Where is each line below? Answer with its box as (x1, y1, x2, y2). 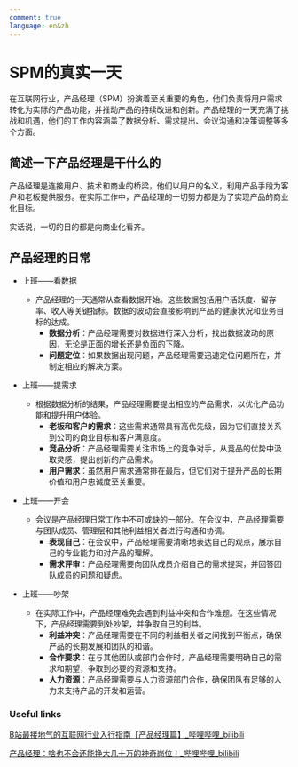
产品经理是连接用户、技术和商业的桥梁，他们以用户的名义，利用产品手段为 (9, 180, 281, 191)
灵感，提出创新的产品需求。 (56, 454, 158, 465)
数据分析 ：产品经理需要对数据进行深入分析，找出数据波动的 (48, 328, 267, 339)
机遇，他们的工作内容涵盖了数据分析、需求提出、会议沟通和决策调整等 (24, 116, 281, 126)
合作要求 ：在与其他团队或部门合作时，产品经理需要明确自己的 (48, 652, 275, 663)
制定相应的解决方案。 (48, 361, 127, 372)
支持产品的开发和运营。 (64, 685, 151, 696)
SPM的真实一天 (9, 62, 122, 83)
